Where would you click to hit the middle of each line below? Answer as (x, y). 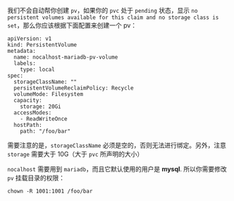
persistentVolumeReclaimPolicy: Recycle (74, 88)
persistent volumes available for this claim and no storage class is (113, 18)
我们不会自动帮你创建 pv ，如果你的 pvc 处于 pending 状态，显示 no (103, 10)
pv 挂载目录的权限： (36, 178)
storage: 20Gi (41, 106)
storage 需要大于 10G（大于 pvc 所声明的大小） (75, 154)
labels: (25, 63)
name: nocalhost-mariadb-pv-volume (66, 57)
